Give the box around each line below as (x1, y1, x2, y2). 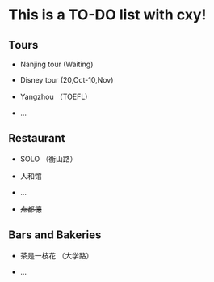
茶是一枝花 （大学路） (19, 250, 94, 260)
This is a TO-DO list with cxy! (8, 6, 207, 24)
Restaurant (8, 131, 66, 145)
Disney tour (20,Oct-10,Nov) (19, 75, 114, 84)
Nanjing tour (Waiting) (19, 59, 94, 69)
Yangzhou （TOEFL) (19, 92, 88, 101)
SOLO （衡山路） (19, 154, 78, 164)
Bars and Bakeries (8, 229, 102, 242)
